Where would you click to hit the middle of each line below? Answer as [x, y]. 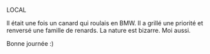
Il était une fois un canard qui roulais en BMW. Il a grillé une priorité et [105, 23]
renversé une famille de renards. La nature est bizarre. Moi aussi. [98, 30]
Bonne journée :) [30, 43]
